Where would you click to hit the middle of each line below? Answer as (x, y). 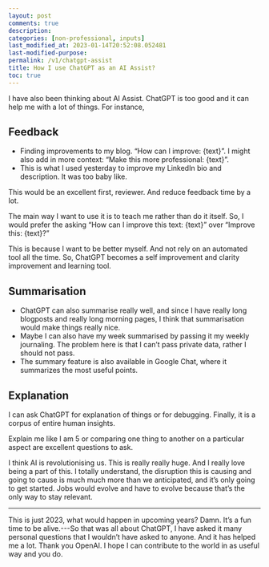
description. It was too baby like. (74, 176)
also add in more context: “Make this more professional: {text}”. (124, 160)
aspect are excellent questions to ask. (71, 448)
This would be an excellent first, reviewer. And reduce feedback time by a (129, 192)
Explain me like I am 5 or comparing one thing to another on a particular (126, 439)
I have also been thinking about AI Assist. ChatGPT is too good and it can (129, 98)
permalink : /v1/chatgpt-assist (60, 61)
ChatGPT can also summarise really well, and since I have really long (133, 310)
